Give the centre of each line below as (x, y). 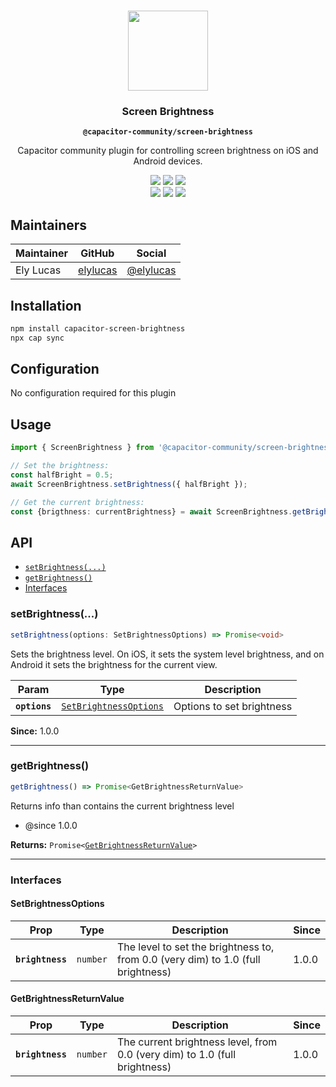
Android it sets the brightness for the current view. (114, 664)
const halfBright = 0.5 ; (62, 475)
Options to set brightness (233, 706)
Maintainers (49, 225)
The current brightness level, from (197, 1042)
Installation (46, 305)
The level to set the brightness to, (195, 947)
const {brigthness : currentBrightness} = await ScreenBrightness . (151, 511)
